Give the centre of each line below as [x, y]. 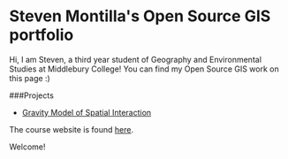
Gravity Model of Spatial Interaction [87, 112]
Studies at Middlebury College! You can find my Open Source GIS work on [144, 69]
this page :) [30, 78]
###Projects [32, 95]
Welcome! [27, 147]
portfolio [42, 35]
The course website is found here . [72, 129]
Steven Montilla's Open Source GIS [140, 16]
